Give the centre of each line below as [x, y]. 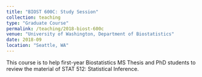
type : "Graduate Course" [37, 23]
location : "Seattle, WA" [37, 46]
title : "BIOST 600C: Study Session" [52, 12]
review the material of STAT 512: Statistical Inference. [73, 69]
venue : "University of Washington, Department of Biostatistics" [90, 34]
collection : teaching [34, 17]
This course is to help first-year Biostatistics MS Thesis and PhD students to [101, 62]
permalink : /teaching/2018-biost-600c [55, 29]
